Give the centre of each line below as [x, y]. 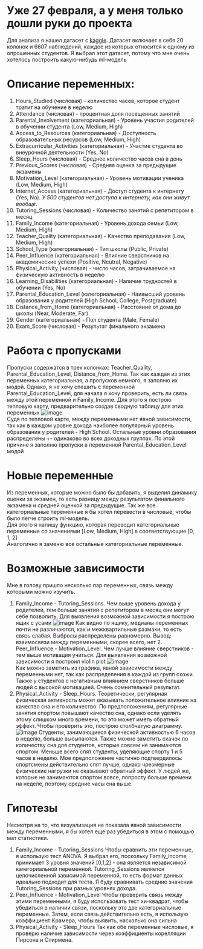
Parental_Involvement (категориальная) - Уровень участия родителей [105, 120]
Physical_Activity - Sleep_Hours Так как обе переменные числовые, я [105, 927]
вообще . [27, 204]
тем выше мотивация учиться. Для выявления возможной [91, 654]
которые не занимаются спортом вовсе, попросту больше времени [104, 777]
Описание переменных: [71, 84]
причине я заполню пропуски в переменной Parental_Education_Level [97, 445]
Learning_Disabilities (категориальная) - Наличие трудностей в [96, 281]
